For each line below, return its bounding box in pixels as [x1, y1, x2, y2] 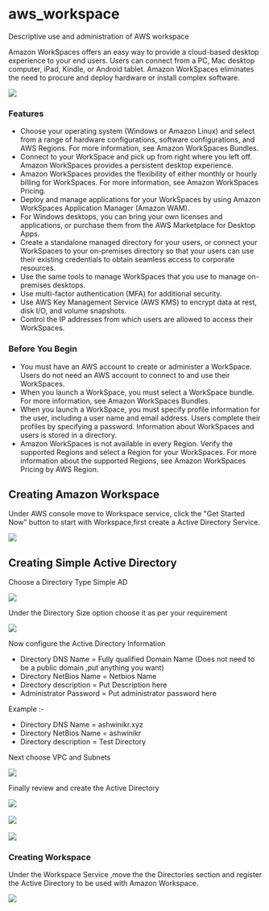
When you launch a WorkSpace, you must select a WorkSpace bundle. [19, 387, 255, 397]
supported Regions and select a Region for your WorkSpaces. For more [19, 447, 257, 457]
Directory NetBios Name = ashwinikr [19, 728, 142, 738]
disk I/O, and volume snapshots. [19, 306, 127, 316]
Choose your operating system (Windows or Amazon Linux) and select [19, 126, 255, 136]
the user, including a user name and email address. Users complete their [19, 412, 261, 423]
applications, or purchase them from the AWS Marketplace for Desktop [19, 221, 256, 230]
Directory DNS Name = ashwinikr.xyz [19, 720, 143, 730]
